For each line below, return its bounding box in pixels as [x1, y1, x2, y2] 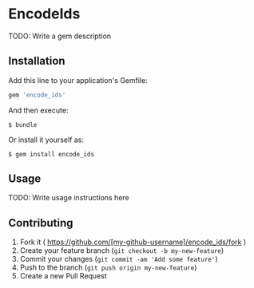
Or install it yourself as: [8, 135, 84, 144]
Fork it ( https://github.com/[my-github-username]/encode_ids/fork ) [19, 237, 247, 247]
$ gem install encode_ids [8, 150, 94, 158]
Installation [8, 54, 65, 68]
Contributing [8, 216, 73, 230]
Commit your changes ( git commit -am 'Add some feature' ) [19, 254, 218, 264]
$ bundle [8, 120, 38, 128]
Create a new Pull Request [19, 271, 108, 281]
